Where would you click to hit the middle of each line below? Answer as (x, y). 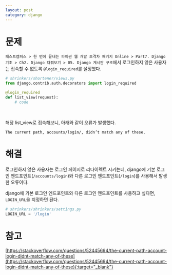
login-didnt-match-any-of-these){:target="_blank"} (59, 267)
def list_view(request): (32, 97)
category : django (24, 15)
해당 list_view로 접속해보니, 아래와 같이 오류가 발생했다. (61, 122)
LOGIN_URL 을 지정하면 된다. (32, 199)
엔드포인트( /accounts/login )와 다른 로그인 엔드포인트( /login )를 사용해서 (84, 175)
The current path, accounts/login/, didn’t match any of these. (75, 132)
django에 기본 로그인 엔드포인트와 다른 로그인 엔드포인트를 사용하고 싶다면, (80, 193)
